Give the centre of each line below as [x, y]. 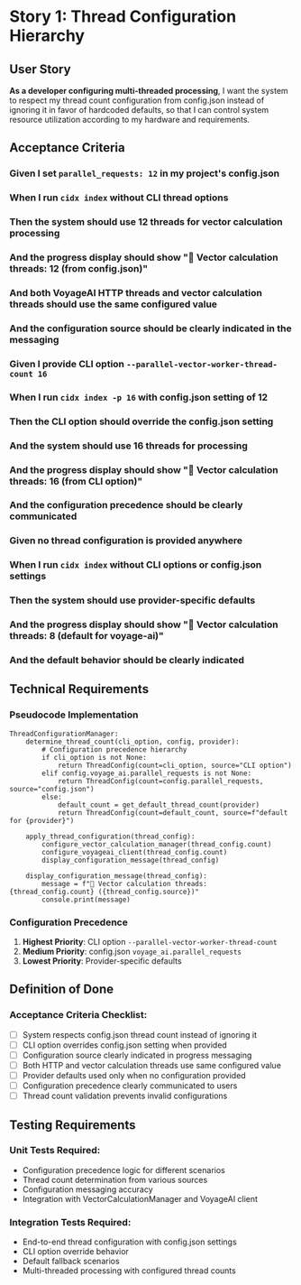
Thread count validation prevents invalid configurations [125, 1096]
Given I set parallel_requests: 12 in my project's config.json [145, 173]
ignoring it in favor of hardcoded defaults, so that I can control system [139, 110]
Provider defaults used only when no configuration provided [134, 1075]
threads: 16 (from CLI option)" [76, 481]
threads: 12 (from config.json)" [79, 269]
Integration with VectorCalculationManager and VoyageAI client [140, 1198]
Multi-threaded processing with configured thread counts [129, 1271]
